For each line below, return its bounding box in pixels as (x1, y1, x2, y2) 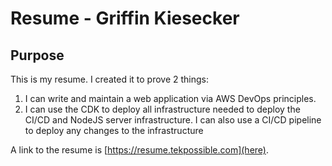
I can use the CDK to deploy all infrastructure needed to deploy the (24, 103, 301, 115)
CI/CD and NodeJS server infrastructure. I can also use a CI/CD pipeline (24, 114, 322, 126)
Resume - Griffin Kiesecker (10, 7, 240, 30)
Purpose (10, 47, 65, 64)
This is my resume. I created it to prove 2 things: (10, 73, 210, 85)
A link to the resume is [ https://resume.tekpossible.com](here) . (10, 144, 270, 156)
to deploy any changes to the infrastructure (24, 125, 204, 136)
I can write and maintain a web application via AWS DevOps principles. (24, 93, 317, 104)
